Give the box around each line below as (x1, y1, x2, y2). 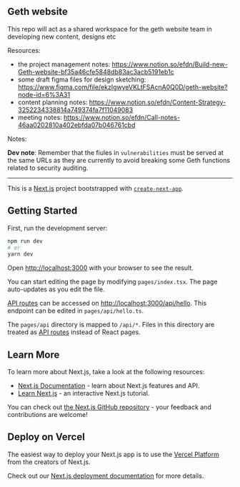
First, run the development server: (7, 224, 108, 232)
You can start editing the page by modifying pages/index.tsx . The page (7, 278, 218, 286)
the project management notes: (17, 60, 111, 69)
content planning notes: (17, 98, 88, 106)
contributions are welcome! (7, 411, 88, 419)
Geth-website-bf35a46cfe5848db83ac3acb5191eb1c (17, 67, 175, 76)
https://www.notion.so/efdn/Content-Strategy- (89, 98, 226, 106)
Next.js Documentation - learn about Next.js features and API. (17, 381, 200, 390)
